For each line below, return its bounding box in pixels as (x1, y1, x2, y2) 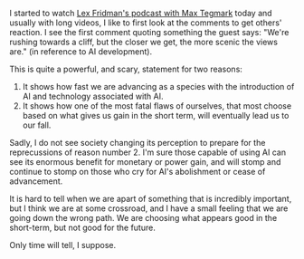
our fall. (22, 120, 52, 130)
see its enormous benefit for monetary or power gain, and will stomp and (9, 157, 281, 167)
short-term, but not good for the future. (9, 222, 156, 233)
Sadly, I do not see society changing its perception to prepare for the (9, 138, 266, 148)
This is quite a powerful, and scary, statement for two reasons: (9, 63, 242, 74)
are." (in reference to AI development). (9, 46, 152, 57)
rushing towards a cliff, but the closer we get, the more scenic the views (9, 36, 279, 47)
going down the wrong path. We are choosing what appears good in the (9, 213, 278, 223)
